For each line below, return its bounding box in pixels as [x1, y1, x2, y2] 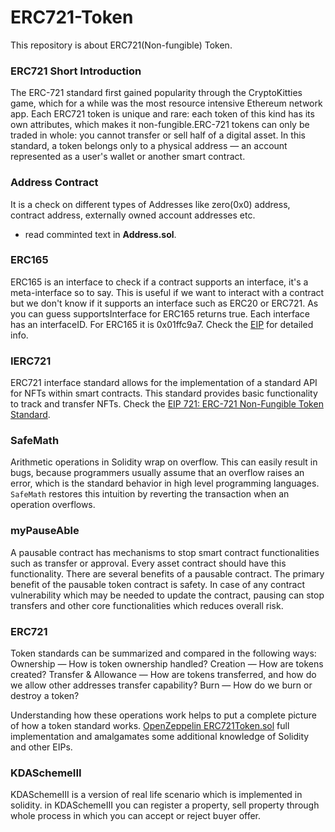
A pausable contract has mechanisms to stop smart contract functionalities [10, 546, 320, 558]
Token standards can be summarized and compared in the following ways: [10, 647, 317, 660]
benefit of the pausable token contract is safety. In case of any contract [10, 578, 305, 590]
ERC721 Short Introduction [10, 64, 142, 78]
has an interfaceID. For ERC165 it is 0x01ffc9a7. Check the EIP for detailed [10, 318, 314, 330]
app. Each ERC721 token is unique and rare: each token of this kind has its [10, 108, 315, 120]
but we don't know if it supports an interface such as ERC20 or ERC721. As [10, 297, 319, 309]
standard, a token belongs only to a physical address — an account [10, 140, 288, 152]
